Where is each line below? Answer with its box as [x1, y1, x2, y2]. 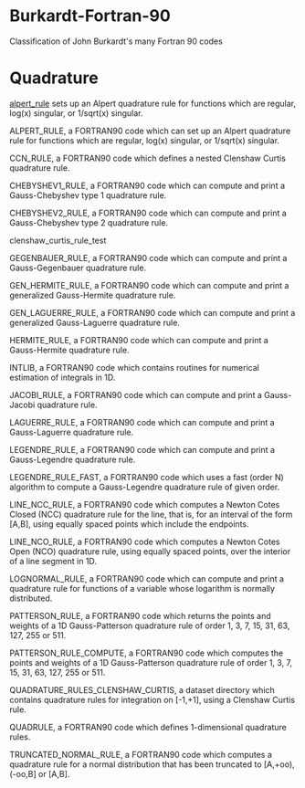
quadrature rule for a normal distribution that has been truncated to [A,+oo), [9, 759, 295, 770]
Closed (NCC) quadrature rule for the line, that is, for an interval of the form [9, 509, 293, 520]
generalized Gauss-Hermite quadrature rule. [9, 289, 176, 300]
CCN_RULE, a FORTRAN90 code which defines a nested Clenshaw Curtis [9, 152, 286, 163]
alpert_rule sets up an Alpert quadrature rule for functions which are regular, [9, 98, 297, 109]
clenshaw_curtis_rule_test [9, 235, 107, 246]
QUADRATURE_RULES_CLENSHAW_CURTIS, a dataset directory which [9, 684, 276, 695]
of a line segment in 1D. [9, 555, 98, 566]
